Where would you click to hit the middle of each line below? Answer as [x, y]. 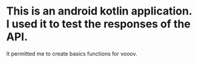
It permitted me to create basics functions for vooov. [72, 53]
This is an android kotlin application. [99, 11]
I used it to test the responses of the [98, 24]
